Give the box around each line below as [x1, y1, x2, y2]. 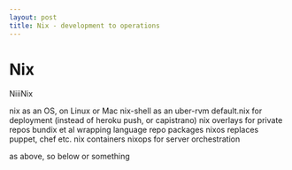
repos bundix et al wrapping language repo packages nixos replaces [9, 125, 259, 135]
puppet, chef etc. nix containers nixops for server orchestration [9, 134, 241, 144]
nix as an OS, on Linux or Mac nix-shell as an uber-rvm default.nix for [9, 105, 263, 116]
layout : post [9, 12, 58, 22]
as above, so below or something [9, 151, 130, 162]
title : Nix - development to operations [9, 21, 161, 30]
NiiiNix [9, 89, 34, 99]
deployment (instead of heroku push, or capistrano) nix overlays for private [9, 115, 283, 126]
